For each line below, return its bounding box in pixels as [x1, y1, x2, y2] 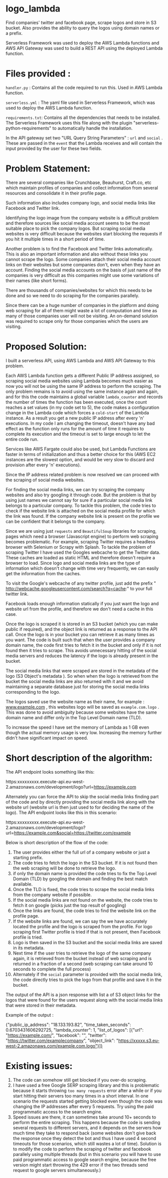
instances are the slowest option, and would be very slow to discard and [5, 456, 154, 462]
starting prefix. [12, 854, 43, 860]
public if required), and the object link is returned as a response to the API [5, 626, 158, 632]
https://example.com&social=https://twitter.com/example [13, 830, 131, 836]
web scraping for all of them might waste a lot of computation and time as [5, 307, 158, 313]
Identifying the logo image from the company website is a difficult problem [5, 214, 159, 220]
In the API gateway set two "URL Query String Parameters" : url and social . [5, 134, 163, 140]
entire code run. [5, 436, 39, 442]
